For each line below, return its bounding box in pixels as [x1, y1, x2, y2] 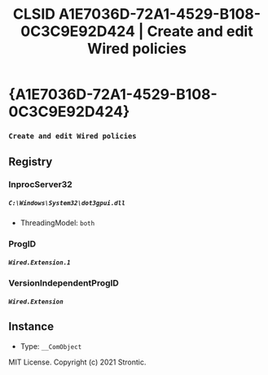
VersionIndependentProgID [8, 277, 120, 289]
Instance [8, 320, 55, 334]
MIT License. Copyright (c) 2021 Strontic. [8, 357, 147, 367]
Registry [8, 155, 53, 168]
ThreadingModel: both [20, 218, 95, 228]
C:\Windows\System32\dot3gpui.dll [8, 199, 126, 207]
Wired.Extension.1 [8, 258, 71, 267]
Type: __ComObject [20, 341, 82, 351]
